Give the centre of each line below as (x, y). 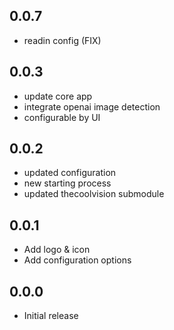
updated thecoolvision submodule (94, 194)
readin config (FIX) (62, 40)
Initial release (51, 316)
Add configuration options (77, 260)
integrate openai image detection (92, 106)
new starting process (67, 183)
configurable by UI (62, 117)
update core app (58, 96)
